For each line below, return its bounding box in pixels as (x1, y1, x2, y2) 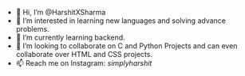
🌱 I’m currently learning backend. (15, 32, 125, 42)
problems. (15, 25, 49, 33)
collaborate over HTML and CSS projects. (15, 50, 153, 59)
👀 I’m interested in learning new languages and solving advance (15, 16, 226, 25)
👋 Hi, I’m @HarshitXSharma (15, 8, 106, 17)
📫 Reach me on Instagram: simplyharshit (15, 59, 152, 67)
